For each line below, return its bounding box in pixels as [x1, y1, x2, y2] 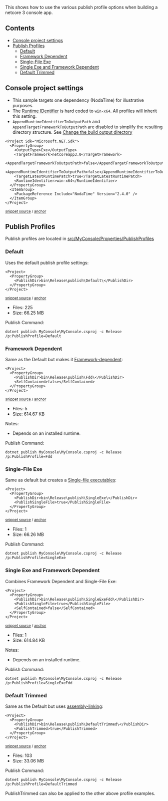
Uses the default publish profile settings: [5, 259, 89, 265]
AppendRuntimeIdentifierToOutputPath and [12, 118, 100, 124]
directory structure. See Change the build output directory [12, 129, 132, 135]
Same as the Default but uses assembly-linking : [5, 703, 103, 709]
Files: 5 [12, 406, 27, 412]
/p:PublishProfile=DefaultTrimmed [5, 781, 77, 786]
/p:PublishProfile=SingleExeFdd [5, 680, 72, 685]
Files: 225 [12, 304, 33, 310]
